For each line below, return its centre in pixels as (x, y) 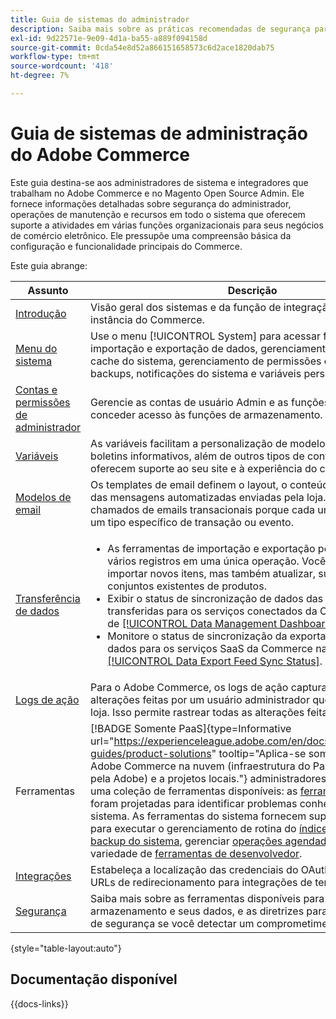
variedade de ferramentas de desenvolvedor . (196, 853)
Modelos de (43, 497)
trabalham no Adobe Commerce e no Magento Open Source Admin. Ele (157, 193)
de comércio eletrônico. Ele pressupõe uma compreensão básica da (151, 235)
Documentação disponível (94, 979)
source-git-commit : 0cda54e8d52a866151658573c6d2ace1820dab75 (142, 47)
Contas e (36, 389)
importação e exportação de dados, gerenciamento (211, 348)
